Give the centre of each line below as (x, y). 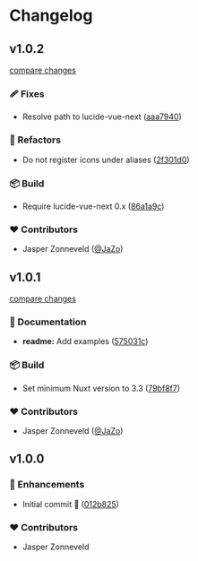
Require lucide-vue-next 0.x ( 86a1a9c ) (93, 206)
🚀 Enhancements (47, 485)
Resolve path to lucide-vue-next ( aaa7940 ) (102, 117)
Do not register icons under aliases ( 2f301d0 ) (106, 160)
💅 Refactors (35, 140)
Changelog (51, 16)
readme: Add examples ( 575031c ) (85, 341)
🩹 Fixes (27, 93)
